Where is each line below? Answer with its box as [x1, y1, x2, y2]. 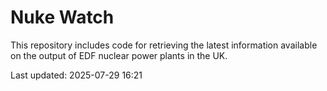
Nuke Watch [10, 6, 115, 29]
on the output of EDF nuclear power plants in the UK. [10, 49, 228, 61]
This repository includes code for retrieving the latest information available [10, 39, 318, 51]
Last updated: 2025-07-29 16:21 [10, 69, 143, 81]
